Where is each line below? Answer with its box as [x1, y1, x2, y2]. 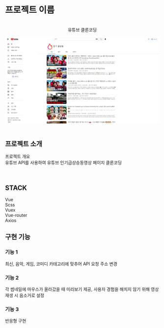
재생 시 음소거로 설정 [5, 292, 45, 299]
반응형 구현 [5, 318, 26, 324]
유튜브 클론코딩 [68, 26, 97, 32]
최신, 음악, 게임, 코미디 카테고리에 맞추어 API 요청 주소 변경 [5, 260, 117, 267]
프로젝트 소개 [5, 140, 43, 148]
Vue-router [5, 212, 28, 218]
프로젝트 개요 [5, 154, 30, 160]
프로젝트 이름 [5, 4, 55, 16]
